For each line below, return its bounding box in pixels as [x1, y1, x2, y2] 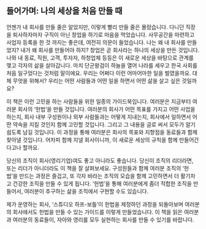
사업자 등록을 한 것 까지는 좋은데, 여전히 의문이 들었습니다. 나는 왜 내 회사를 [6, 39, 186, 46]
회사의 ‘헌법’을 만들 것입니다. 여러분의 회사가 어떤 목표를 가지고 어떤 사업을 [17, 105, 196, 112]
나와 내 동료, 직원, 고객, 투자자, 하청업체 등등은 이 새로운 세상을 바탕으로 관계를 [6, 54, 194, 61]
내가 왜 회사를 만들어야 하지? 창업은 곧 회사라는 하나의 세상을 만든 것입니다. [20, 46, 200, 53]
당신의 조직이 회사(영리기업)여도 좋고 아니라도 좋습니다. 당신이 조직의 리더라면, [6, 157, 194, 164]
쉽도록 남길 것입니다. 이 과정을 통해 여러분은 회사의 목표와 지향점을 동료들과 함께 [6, 128, 198, 136]
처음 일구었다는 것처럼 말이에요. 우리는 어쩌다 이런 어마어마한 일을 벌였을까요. [6, 69, 191, 77]
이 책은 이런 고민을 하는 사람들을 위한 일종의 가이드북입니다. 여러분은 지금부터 [6, 98, 191, 105]
